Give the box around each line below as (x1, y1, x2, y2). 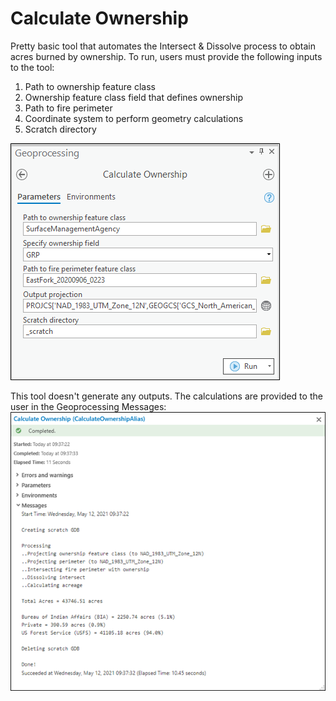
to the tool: (10, 61, 55, 73)
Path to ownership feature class (24, 80, 156, 92)
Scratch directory (24, 123, 97, 135)
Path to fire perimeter (24, 102, 113, 114)
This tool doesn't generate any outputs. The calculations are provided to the (10, 390, 323, 402)
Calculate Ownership (10, 7, 189, 30)
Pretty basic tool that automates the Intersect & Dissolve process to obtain (10, 40, 317, 52)
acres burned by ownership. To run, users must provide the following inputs (10, 50, 323, 62)
